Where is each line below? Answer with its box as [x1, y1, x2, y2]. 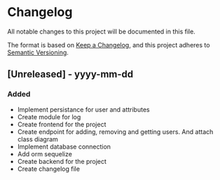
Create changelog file [17, 165, 81, 173]
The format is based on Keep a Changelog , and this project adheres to [7, 40, 210, 49]
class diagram [17, 135, 58, 143]
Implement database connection [17, 142, 111, 151]
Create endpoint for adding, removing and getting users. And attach [17, 127, 214, 136]
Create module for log [17, 112, 81, 121]
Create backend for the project [17, 157, 107, 165]
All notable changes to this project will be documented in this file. [7, 27, 196, 36]
